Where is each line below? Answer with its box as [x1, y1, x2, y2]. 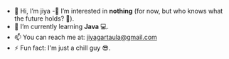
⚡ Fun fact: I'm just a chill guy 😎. [14, 43, 111, 52]
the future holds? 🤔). [14, 14, 75, 23]
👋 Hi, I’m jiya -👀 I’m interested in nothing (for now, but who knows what [14, 7, 223, 15]
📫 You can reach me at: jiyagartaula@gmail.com [14, 33, 158, 41]
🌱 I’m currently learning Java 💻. [14, 22, 109, 31]
